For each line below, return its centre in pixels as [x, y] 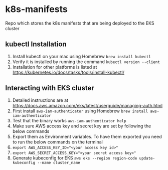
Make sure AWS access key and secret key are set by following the [82, 126]
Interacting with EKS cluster [50, 88]
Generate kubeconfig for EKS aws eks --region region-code [75, 158]
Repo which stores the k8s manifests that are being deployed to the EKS [80, 23]
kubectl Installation [36, 44]
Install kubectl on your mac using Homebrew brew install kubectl [82, 56]
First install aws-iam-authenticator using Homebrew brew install [80, 111]
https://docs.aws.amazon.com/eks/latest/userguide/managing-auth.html [88, 105]
